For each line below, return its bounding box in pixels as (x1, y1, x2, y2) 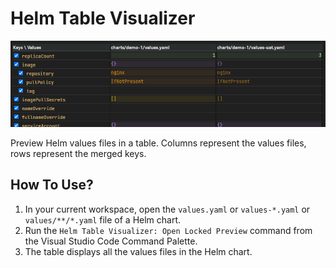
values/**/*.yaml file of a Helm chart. (24, 213, 182, 226)
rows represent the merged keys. (10, 147, 147, 159)
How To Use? (10, 177, 94, 194)
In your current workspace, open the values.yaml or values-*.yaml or (24, 203, 311, 215)
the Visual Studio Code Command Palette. (24, 235, 198, 247)
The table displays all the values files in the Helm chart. (24, 245, 253, 257)
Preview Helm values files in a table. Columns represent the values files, (10, 137, 307, 149)
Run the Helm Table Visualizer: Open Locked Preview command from (24, 224, 313, 236)
